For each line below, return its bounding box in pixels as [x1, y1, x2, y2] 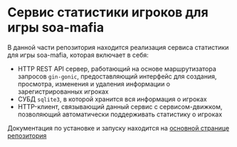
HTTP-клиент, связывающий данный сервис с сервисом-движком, [17, 102, 223, 111]
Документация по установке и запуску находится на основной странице [7, 123, 230, 132]
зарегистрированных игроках [17, 87, 109, 96]
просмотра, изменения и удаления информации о [17, 79, 171, 88]
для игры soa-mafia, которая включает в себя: [7, 51, 149, 59]
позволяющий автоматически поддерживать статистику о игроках [17, 110, 223, 118]
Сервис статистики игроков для [7, 4, 209, 21]
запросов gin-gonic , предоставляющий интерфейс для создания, [17, 72, 217, 81]
